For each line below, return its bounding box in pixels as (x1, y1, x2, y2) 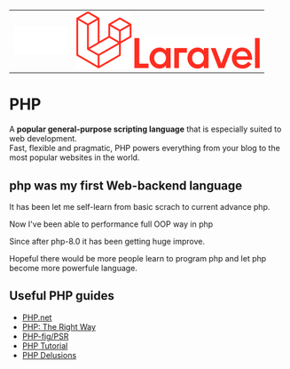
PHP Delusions (21, 349, 77, 360)
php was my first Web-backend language (9, 178, 242, 193)
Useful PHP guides (9, 288, 115, 303)
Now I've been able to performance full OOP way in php (9, 219, 214, 229)
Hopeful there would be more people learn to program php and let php (9, 253, 267, 263)
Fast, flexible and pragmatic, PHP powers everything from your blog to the (9, 143, 281, 154)
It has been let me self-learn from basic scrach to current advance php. (9, 202, 270, 212)
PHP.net (21, 312, 52, 323)
